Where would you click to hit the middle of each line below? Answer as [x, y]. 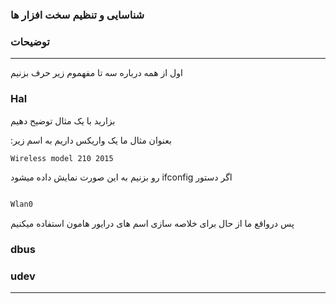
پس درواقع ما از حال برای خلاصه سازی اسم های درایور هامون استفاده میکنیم [152, 224]
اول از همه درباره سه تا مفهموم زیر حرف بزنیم [96, 73]
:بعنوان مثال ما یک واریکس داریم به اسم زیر [91, 140]
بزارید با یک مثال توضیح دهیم [63, 120]
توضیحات [30, 41]
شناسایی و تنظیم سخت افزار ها [77, 15]
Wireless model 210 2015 [62, 158]
